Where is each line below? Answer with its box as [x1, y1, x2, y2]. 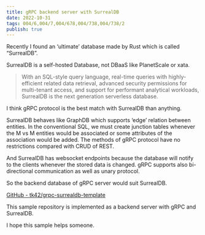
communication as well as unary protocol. [34, 168, 140, 175]
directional [6, 168, 34, 175]
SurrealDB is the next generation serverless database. [21, 93, 158, 100]
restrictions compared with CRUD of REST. [6, 142, 115, 150]
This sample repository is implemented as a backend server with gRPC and [6, 203, 196, 210]
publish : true [6, 26, 43, 33]
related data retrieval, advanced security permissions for [44, 80, 187, 87]
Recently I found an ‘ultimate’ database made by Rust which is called [6, 43, 180, 50]
